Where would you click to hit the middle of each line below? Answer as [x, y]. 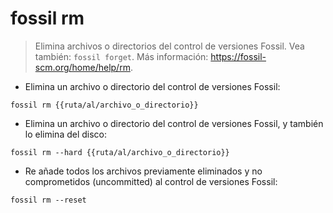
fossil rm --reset [48, 200]
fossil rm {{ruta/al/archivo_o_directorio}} [104, 105]
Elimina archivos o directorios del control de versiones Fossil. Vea [169, 46]
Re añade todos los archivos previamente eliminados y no [143, 171]
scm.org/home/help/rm [82, 67]
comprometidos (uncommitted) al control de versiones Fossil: [151, 181]
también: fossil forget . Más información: [121, 56]
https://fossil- [238, 56]
